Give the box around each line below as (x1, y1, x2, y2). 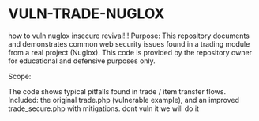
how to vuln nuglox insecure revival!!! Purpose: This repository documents (8, 31, 250, 40)
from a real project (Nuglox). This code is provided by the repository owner (8, 47, 253, 57)
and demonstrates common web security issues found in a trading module (8, 39, 250, 48)
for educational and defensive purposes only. (8, 56, 156, 66)
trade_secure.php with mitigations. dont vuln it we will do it (8, 104, 200, 113)
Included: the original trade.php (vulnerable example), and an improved (8, 95, 239, 104)
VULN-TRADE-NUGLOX (8, 5, 165, 23)
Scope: (8, 71, 32, 81)
